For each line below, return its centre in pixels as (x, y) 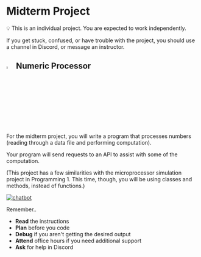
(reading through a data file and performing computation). (79, 142)
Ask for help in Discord (44, 247)
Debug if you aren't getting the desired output (73, 234)
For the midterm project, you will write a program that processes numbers (99, 136)
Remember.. (21, 209)
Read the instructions (42, 221)
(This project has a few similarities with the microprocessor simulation (94, 173)
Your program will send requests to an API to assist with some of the (92, 154)
